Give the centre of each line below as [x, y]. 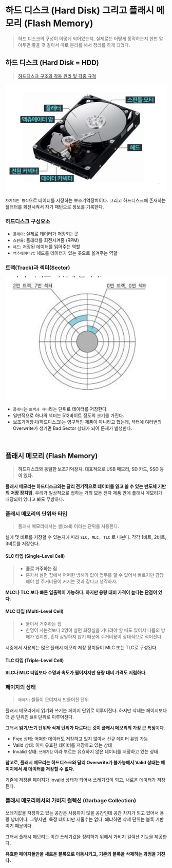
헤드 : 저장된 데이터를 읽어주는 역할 [46, 247]
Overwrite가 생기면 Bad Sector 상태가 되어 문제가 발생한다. [72, 428]
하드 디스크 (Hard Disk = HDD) [52, 63]
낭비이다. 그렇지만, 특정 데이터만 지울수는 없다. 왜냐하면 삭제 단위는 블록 [82, 819]
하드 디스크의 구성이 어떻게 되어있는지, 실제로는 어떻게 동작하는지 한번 [88, 39]
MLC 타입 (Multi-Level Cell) [34, 611]
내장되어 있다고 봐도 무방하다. [35, 499]
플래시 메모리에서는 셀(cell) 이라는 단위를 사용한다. [69, 526]
